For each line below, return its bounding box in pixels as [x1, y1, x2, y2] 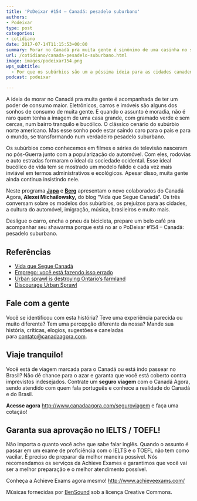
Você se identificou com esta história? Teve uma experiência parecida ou [6, 314, 183, 321]
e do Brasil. [6, 390, 33, 397]
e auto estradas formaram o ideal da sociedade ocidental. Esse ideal [6, 157, 172, 164]
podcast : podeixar [6, 74, 51, 80]
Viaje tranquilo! [6, 350, 63, 360]
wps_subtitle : [6, 63, 41, 69]
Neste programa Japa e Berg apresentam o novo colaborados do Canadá [6, 187, 184, 194]
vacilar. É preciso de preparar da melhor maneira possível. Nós [6, 453, 158, 460]
